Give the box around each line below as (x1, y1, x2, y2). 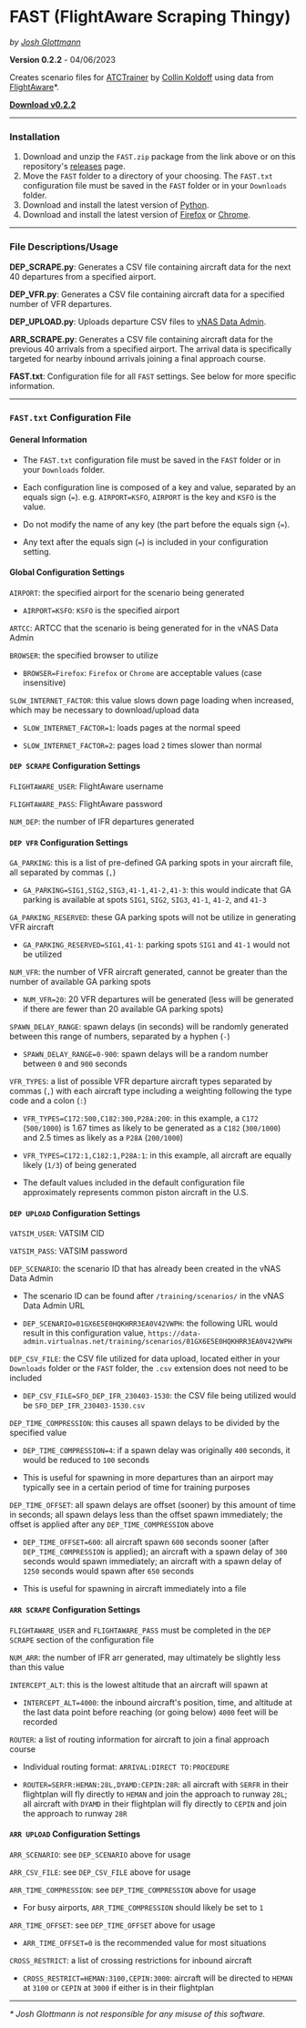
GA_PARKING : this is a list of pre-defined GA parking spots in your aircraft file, (9, 857, 293, 868)
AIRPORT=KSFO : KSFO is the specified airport (22, 604, 180, 616)
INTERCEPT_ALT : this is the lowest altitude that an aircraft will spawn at (9, 1679, 269, 1690)
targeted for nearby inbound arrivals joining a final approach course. (9, 353, 266, 364)
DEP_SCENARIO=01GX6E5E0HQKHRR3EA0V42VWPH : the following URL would (22, 1318, 278, 1329)
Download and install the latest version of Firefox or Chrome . (22, 210, 250, 220)
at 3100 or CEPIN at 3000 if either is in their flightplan (22, 1982, 214, 1992)
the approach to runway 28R (22, 1808, 127, 1818)
